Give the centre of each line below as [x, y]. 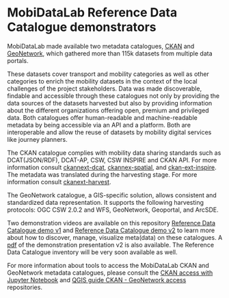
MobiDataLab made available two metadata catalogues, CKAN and [101, 46]
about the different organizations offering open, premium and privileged [108, 110]
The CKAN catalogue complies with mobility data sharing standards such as [114, 153]
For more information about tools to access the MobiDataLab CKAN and [108, 265]
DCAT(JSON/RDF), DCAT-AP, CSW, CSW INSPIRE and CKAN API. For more [112, 160]
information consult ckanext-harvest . [59, 182]
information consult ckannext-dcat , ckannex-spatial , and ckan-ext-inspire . [112, 167]
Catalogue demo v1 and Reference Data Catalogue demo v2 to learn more [111, 230]
